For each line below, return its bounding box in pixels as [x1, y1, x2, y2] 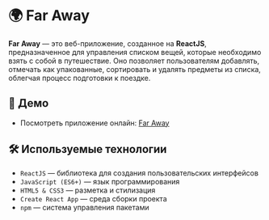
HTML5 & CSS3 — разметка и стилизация [19, 185, 156, 195]
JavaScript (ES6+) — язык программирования [19, 176, 180, 186]
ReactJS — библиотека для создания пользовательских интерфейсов [19, 167, 258, 178]
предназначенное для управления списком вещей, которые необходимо [8, 47, 262, 57]
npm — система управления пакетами [19, 202, 149, 212]
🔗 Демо [8, 96, 49, 110]
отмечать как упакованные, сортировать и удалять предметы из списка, [8, 64, 261, 74]
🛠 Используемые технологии [8, 142, 167, 156]
